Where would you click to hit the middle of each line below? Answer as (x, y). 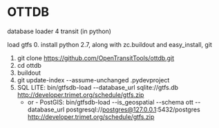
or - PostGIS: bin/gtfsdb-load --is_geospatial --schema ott (110, 102)
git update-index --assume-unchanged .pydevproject (93, 80)
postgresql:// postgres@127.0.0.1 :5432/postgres (133, 109)
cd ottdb (29, 65)
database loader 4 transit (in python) (59, 31)
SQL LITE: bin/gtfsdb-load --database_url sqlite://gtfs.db (97, 87)
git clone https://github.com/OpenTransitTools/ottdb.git (96, 58)
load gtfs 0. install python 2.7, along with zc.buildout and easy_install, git (110, 44)
